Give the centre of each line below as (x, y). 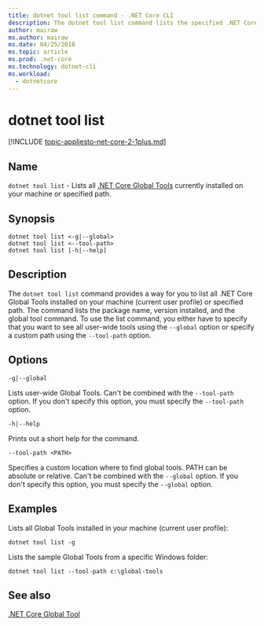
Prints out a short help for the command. (74, 438)
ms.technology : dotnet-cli (52, 67)
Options (28, 360)
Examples (33, 509)
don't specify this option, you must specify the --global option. (111, 484)
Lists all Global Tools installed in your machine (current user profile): (118, 528)
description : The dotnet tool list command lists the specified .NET (125, 23)
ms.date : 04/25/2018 (42, 45)
